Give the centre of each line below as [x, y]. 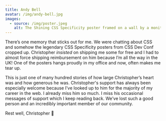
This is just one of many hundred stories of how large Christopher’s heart [80, 78]
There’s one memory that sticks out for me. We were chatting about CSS [79, 42]
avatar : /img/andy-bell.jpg [34, 14]
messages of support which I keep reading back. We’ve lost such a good [79, 98]
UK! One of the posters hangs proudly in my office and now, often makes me [83, 63]
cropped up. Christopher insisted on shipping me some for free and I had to [82, 53]
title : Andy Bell [23, 10]
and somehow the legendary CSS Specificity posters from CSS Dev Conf [80, 47]
